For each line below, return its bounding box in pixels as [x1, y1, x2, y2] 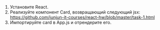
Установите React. [9, 4, 49, 10]
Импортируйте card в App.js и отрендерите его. [9, 19, 112, 25]
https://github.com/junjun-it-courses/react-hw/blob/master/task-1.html [9, 15, 155, 20]
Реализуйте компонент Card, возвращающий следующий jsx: [9, 9, 141, 15]
